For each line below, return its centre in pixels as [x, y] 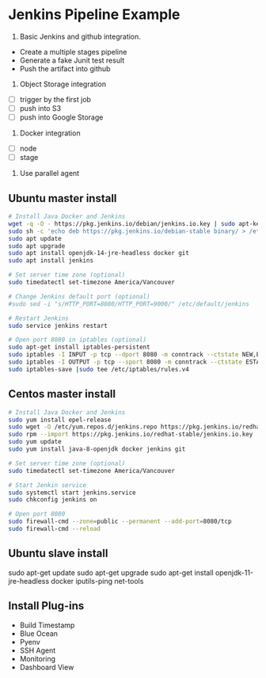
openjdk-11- [234, 573]
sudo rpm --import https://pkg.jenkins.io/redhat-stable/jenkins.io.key [131, 434]
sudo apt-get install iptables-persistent [79, 347]
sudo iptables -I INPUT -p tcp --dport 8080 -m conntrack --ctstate [123, 355]
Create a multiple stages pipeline [73, 51]
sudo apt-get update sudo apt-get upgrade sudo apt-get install [111, 573]
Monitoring [37, 658]
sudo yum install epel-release [60, 420]
